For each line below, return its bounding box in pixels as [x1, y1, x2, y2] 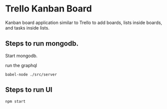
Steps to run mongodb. [5, 39, 79, 48]
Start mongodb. [5, 52, 38, 58]
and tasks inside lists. [5, 24, 50, 30]
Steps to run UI [5, 85, 53, 94]
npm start [5, 98, 26, 104]
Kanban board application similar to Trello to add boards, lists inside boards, [5, 19, 162, 25]
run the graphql [5, 62, 38, 68]
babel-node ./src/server [5, 72, 57, 77]
